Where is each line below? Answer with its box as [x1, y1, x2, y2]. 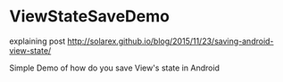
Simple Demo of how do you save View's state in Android [9, 62, 221, 73]
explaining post [9, 36, 66, 46]
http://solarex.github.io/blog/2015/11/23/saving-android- [67, 36, 274, 46]
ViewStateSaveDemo [9, 6, 170, 27]
